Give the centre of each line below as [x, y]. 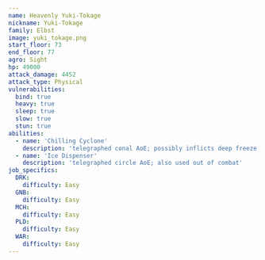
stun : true [33, 126]
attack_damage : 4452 [42, 75]
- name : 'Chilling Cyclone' [62, 141]
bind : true [33, 97]
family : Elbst [32, 30]
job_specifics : [33, 170]
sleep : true [35, 112]
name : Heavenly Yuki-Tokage [55, 15]
